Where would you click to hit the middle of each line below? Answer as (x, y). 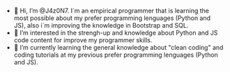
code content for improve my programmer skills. (83, 40)
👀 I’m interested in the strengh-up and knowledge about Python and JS (116, 33)
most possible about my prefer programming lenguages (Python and (112, 18)
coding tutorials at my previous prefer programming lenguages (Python (116, 55)
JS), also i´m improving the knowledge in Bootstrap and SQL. (101, 25)
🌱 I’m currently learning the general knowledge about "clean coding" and (118, 47)
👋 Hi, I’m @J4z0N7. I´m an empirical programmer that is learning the (111, 11)
